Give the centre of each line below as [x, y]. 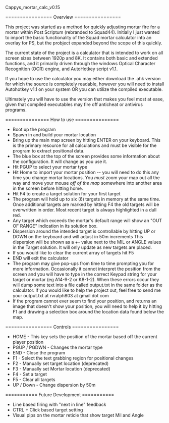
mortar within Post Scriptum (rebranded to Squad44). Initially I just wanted [82, 32]
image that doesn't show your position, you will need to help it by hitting [87, 306]
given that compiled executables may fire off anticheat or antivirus [74, 104]
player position [28, 342]
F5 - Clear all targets [34, 380]
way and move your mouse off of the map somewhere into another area [87, 183]
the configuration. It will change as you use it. [60, 162]
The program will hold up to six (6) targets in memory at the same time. [86, 199]
